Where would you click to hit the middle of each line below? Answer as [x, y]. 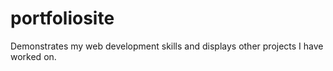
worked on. [33, 56]
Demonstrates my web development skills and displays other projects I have [167, 46]
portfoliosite [62, 18]
